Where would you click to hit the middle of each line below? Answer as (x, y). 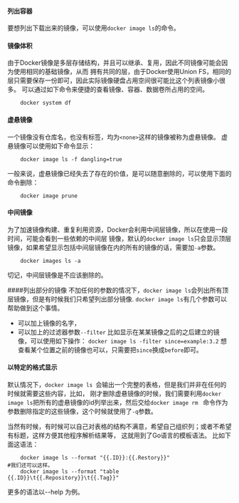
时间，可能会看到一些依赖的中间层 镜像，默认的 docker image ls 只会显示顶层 (119, 238)
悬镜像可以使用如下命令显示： (51, 145)
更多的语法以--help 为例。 (46, 492)
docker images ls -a (51, 261)
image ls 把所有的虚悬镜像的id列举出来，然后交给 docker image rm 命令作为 (118, 403)
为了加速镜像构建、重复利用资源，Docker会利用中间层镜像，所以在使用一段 (118, 229)
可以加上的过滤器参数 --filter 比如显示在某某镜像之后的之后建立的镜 (119, 332)
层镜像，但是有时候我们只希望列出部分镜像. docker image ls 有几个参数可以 (117, 299)
